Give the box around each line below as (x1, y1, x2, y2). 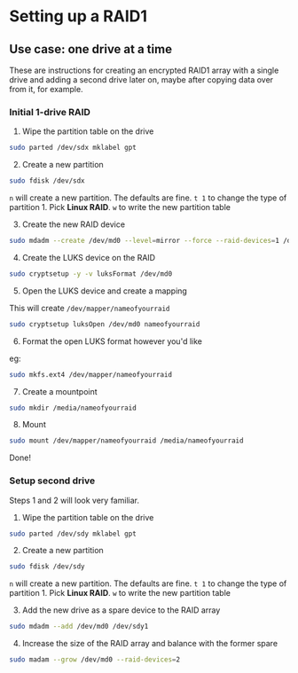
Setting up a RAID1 (9, 6, 148, 27)
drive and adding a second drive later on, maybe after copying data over (9, 74, 273, 85)
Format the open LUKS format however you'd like (21, 335, 202, 347)
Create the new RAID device (21, 219, 126, 230)
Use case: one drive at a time (9, 42, 173, 57)
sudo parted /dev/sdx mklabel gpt (9, 144, 137, 153)
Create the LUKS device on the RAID (21, 252, 156, 262)
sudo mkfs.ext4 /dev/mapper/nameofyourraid (9, 370, 173, 379)
